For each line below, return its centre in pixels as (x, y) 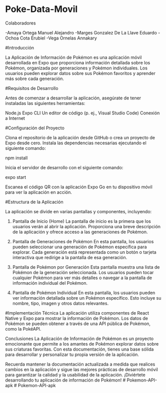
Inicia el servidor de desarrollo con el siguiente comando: (64, 167)
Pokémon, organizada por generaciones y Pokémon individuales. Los (76, 68)
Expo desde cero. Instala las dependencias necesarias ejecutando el (76, 143)
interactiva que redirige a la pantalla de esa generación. (70, 257)
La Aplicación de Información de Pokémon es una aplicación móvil (73, 57)
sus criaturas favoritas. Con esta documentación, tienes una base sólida (79, 349)
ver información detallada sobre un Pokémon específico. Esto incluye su (87, 298)
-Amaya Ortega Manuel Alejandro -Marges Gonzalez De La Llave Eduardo (81, 32)
